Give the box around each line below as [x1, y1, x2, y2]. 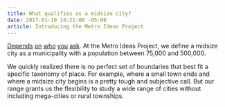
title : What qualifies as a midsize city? [7, 10, 132, 17]
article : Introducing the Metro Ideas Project [7, 23, 144, 30]
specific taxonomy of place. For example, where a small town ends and [7, 70, 210, 78]
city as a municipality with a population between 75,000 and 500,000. [7, 49, 206, 57]
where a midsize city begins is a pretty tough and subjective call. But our [7, 77, 215, 86]
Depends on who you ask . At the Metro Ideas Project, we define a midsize [7, 42, 218, 50]
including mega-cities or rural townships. [7, 92, 125, 100]
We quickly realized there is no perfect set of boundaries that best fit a [7, 63, 209, 71]
